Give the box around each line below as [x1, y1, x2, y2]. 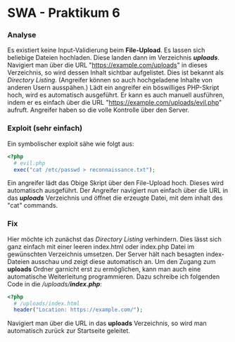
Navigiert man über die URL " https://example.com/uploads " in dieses [7, 61, 208, 70]
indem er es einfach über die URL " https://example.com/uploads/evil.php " [7, 99, 222, 107]
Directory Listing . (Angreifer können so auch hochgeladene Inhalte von [7, 76, 213, 84]
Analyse [7, 30, 37, 40]
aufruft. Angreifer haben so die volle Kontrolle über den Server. [7, 106, 190, 114]
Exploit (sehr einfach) [7, 123, 83, 133]
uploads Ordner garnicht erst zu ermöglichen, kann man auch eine [7, 265, 201, 273]
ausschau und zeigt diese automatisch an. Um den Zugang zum [31, 257, 216, 265]
